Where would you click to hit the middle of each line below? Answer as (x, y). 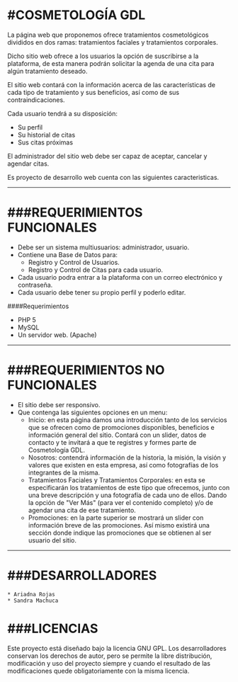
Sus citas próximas (45, 142)
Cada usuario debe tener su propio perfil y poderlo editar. (102, 292)
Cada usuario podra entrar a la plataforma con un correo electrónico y (120, 277)
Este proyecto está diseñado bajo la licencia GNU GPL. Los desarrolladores (117, 648)
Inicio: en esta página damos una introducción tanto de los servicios (127, 420)
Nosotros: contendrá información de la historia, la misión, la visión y (127, 457)
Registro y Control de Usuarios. (74, 262)
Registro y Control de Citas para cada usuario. (96, 270)
